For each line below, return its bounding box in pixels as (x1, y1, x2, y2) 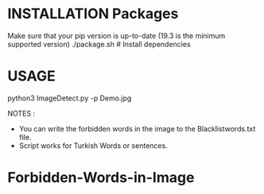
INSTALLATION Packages (7, 5, 179, 23)
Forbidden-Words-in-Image (7, 169, 195, 187)
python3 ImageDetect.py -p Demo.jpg (7, 93, 132, 103)
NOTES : (7, 108, 36, 118)
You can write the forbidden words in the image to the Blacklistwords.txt (18, 124, 256, 133)
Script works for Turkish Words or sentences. (18, 140, 168, 150)
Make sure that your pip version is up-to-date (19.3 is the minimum (7, 31, 226, 40)
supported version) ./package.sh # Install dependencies (7, 39, 192, 48)
